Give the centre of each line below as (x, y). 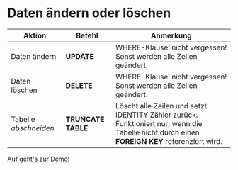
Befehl (87, 35)
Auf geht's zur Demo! (39, 159)
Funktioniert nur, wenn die (159, 123)
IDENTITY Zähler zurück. (157, 115)
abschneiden (33, 127)
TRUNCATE (85, 119)
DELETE (79, 85)
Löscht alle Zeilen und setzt (161, 106)
